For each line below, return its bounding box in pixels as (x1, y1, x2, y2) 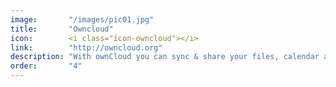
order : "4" (10, 61, 83, 71)
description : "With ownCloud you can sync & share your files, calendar (10, 52, 320, 62)
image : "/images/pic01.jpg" (10, 14, 155, 25)
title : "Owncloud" (10, 24, 114, 34)
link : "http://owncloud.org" (10, 42, 163, 53)
